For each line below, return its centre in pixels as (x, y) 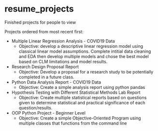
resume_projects (39, 9)
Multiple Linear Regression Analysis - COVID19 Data (63, 41)
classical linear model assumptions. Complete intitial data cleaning (85, 51)
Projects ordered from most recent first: (44, 31)
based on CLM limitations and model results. (63, 61)
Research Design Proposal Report (45, 67)
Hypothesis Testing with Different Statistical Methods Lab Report (76, 92)
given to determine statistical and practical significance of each (82, 102)
